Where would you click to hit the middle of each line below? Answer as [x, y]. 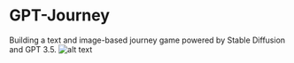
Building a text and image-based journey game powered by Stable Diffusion [147, 40]
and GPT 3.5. [33, 49]
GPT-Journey [60, 16]
